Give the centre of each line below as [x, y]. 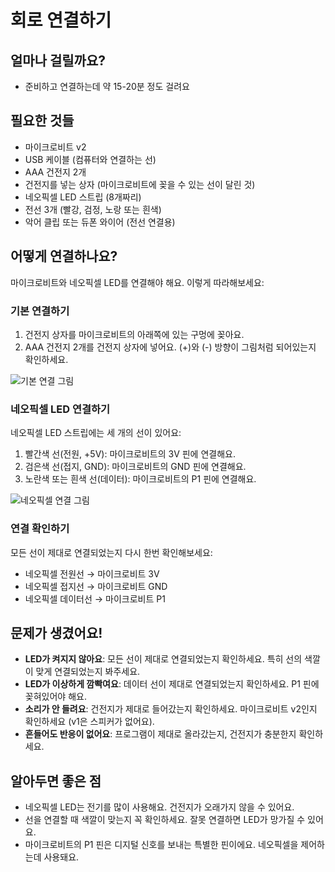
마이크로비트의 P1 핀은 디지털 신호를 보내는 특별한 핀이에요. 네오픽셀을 [161, 845]
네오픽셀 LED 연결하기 [60, 409]
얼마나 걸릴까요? [58, 60]
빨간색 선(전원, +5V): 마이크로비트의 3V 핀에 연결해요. [130, 454]
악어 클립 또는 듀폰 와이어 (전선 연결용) [100, 222]
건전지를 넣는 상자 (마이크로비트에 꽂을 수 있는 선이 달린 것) [140, 184]
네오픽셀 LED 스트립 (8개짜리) [83, 197]
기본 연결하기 [40, 311]
